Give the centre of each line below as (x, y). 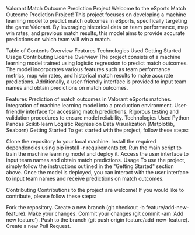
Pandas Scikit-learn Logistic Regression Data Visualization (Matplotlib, (90, 124)
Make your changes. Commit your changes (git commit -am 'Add (106, 213)
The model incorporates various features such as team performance (88, 69)
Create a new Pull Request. (39, 226)
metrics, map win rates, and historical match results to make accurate (90, 76)
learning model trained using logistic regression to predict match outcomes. (97, 63)
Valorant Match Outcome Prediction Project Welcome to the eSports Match (96, 8)
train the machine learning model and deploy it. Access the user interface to (97, 154)
